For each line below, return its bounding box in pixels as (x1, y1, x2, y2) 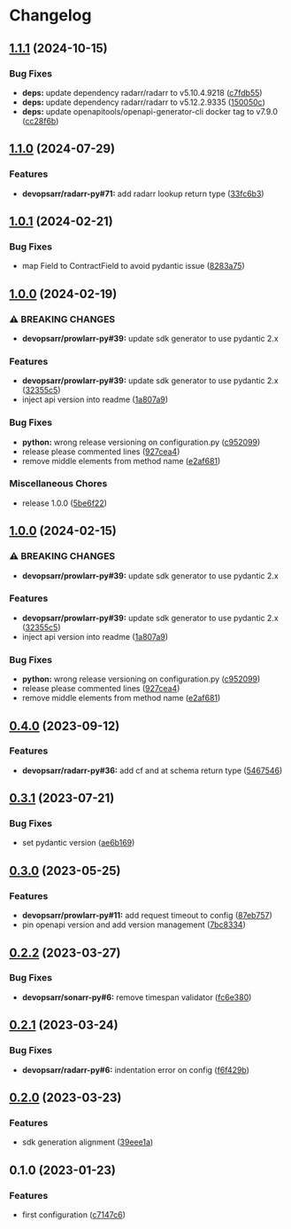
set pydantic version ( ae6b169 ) (21, 838, 135, 848)
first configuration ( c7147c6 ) (21, 1209, 126, 1220)
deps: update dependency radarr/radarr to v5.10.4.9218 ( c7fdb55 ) (21, 87, 263, 98)
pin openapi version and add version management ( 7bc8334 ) (21, 919, 246, 930)
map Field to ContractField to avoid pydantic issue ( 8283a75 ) (21, 261, 245, 272)
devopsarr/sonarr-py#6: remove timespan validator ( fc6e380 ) (21, 991, 252, 1003)
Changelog (9, 5, 92, 26)
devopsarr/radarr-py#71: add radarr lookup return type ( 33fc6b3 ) (21, 188, 264, 199)
